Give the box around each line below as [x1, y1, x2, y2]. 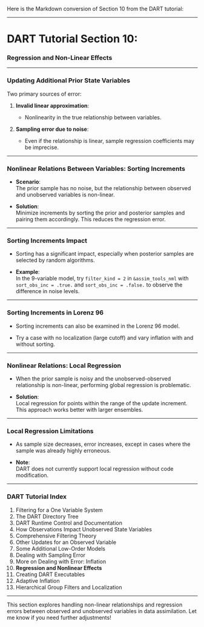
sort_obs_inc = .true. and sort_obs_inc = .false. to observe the [15, 281, 183, 288]
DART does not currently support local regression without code [15, 465, 174, 473]
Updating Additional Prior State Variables [7, 76, 131, 85]
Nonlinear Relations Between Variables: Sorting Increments [7, 164, 185, 173]
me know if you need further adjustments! [7, 614, 111, 621]
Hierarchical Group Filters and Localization [15, 583, 122, 591]
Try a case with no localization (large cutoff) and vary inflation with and [15, 334, 194, 341]
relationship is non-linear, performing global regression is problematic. [15, 381, 191, 388]
